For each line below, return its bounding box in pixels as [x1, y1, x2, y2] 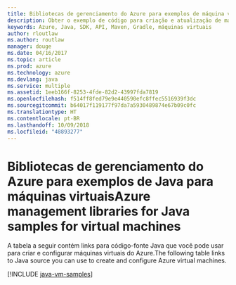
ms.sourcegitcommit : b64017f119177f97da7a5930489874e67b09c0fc [7, 102, 197, 109]
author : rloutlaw [7, 30, 58, 37]
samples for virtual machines [7, 218, 181, 234]
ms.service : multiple [7, 82, 71, 89]
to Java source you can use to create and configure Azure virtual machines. [7, 256, 227, 265]
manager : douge [7, 43, 52, 50]
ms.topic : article [7, 56, 61, 63]
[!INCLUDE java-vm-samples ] [7, 270, 93, 279]
